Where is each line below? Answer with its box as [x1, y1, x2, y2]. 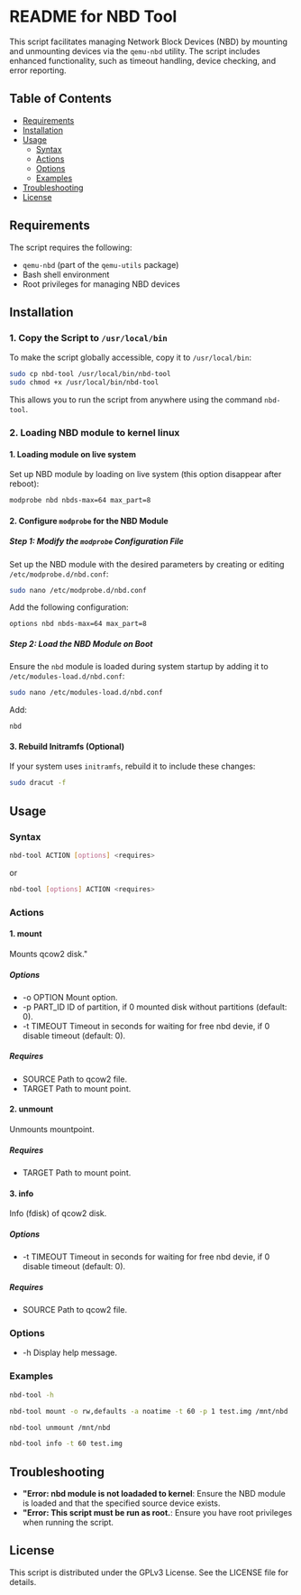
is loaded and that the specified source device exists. [22, 1498, 221, 1508]
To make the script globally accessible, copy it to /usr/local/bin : [9, 352, 252, 363]
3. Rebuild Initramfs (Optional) [9, 741, 124, 751]
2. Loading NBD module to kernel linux [9, 426, 180, 438]
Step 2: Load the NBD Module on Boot [9, 639, 153, 650]
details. [9, 1576, 37, 1587]
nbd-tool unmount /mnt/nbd [9, 1423, 111, 1432]
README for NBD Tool [9, 6, 178, 27]
